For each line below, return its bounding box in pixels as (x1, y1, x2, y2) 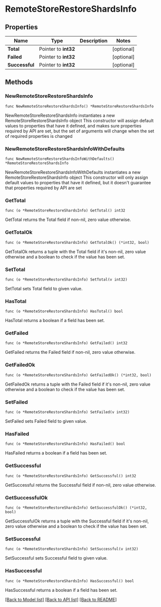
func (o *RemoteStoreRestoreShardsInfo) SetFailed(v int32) (5, 410, 130, 415)
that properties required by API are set (5, 185, 82, 191)
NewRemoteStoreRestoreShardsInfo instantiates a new (5, 112, 115, 118)
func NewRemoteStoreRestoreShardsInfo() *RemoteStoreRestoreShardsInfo (5, 104, 154, 108)
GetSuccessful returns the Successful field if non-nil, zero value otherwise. (5, 482, 156, 488)
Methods (5, 78, 33, 87)
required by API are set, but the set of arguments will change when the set (5, 128, 155, 134)
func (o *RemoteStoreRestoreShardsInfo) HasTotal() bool (5, 309, 123, 314)
